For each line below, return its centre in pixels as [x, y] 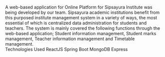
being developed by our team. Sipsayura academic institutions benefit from [82, 12]
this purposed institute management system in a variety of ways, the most [81, 18]
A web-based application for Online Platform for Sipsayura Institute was [79, 7]
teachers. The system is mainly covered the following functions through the [83, 28]
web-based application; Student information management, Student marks [81, 33]
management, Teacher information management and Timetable [70, 39]
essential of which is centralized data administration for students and [76, 23]
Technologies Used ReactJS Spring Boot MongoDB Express [67, 49]
